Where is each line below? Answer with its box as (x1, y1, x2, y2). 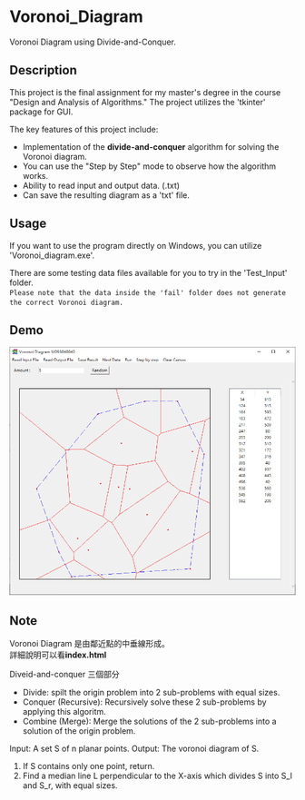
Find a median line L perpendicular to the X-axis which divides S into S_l (22, 770, 293, 782)
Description (9, 63, 77, 78)
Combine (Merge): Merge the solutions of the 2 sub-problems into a (22, 716, 277, 727)
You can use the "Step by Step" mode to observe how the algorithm (22, 161, 277, 172)
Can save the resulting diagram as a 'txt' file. (22, 189, 191, 201)
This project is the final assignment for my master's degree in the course (9, 86, 281, 97)
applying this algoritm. (22, 706, 106, 717)
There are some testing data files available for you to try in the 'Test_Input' (9, 267, 288, 278)
